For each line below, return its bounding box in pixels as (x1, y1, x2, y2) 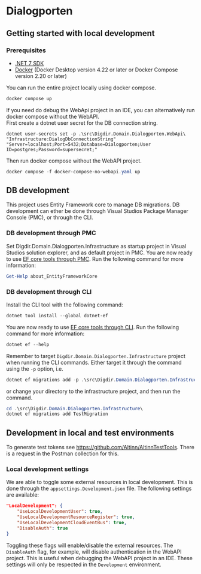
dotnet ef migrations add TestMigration (6, 411, 109, 417)
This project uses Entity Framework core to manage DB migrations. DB (6, 201, 180, 208)
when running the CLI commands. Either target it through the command (6, 359, 182, 366)
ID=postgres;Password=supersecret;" (6, 146, 98, 152)
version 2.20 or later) (14, 72, 67, 79)
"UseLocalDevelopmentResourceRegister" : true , (17, 514, 135, 520)
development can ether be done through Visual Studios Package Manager (6, 208, 188, 215)
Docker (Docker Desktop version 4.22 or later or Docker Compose (14, 66, 178, 73)
